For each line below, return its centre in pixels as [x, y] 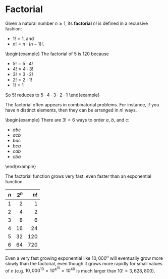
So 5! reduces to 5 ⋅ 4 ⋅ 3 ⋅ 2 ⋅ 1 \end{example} [52, 95]
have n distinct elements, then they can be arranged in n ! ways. [71, 110]
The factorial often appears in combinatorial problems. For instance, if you [82, 104]
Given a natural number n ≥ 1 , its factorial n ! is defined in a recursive [77, 23]
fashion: [14, 28]
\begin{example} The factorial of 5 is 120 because [57, 54]
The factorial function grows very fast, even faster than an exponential [78, 176]
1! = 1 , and [23, 38]
